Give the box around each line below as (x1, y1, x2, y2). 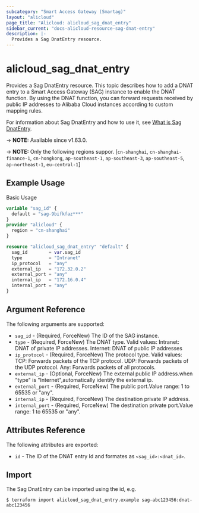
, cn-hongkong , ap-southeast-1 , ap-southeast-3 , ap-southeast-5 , (30, 154, 185, 161)
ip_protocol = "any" (11, 260, 68, 266)
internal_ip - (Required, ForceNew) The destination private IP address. (14, 395, 190, 402)
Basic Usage (6, 194, 37, 201)
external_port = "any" (11, 272, 68, 278)
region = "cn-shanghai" (11, 228, 70, 234)
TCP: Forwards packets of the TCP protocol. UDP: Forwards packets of (14, 357, 189, 364)
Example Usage (6, 178, 65, 188)
